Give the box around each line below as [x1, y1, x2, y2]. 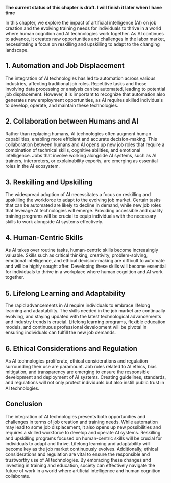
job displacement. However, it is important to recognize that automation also [5, 91, 165, 98]
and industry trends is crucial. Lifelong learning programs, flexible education [5, 319, 166, 325]
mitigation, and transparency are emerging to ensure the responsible [5, 369, 150, 375]
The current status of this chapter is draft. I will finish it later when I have [5, 5, 162, 10]
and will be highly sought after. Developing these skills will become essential [5, 263, 166, 270]
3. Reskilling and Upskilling [5, 178, 93, 187]
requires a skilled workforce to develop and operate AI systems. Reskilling [5, 429, 161, 436]
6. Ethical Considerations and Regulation [5, 344, 138, 353]
